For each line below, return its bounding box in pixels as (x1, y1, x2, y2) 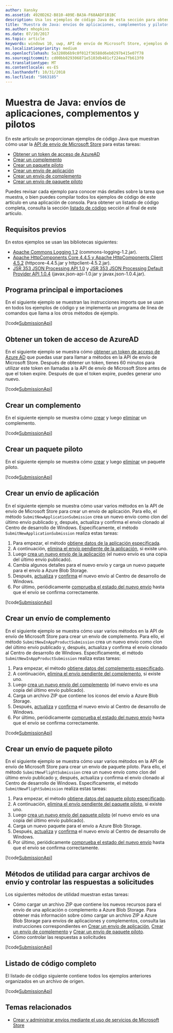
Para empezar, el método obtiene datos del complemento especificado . (12, 665, 165, 671)
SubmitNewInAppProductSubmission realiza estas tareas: (5, 655, 121, 661)
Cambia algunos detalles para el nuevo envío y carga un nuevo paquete (12, 562, 165, 568)
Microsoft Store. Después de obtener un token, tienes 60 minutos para (5, 360, 155, 366)
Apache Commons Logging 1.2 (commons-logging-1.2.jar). (12, 249, 137, 255)
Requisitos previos (5, 225, 66, 234)
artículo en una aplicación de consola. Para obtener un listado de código (5, 199, 159, 205)
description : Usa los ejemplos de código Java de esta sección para (5, 17, 155, 22)
